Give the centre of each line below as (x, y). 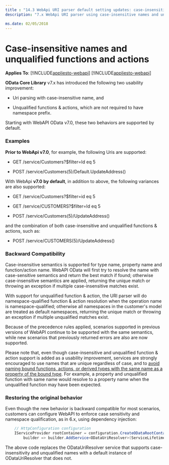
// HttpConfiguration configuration (53, 429)
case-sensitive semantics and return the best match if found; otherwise (79, 275)
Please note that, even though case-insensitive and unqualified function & (82, 352)
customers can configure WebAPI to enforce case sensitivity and (72, 414)
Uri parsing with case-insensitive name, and (58, 98)
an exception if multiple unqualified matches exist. (57, 317)
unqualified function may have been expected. (53, 385)
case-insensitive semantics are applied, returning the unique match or (78, 281)
